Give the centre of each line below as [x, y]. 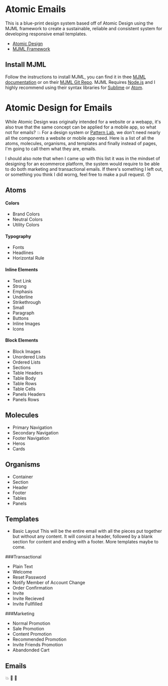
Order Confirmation [33, 588]
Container [23, 477]
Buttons [21, 318]
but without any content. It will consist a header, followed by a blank [82, 536]
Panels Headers [29, 394]
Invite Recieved [28, 599]
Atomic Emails [36, 9]
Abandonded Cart [31, 650]
